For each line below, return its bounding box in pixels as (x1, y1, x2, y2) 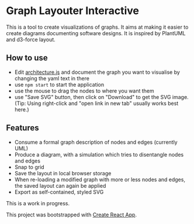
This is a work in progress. (6, 199, 70, 206)
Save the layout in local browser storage (14, 169, 112, 177)
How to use (6, 53, 48, 63)
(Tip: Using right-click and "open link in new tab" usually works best (14, 100, 179, 107)
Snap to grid (14, 163, 45, 171)
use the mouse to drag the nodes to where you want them (14, 87, 155, 94)
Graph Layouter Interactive (6, 4, 139, 18)
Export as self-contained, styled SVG (14, 188, 104, 195)
